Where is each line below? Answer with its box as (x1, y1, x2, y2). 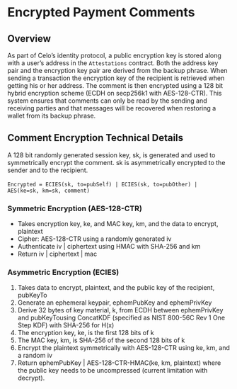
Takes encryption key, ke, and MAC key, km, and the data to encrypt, (17, 220, 219, 228)
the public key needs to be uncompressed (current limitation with (17, 366, 208, 375)
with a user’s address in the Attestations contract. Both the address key (7, 59, 219, 67)
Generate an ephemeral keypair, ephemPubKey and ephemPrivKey (17, 298, 212, 307)
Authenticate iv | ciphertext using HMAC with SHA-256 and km (17, 242, 201, 251)
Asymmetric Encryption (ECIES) (7, 267, 120, 277)
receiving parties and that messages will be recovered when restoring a (7, 104, 216, 112)
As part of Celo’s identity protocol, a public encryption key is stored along (7, 51, 221, 60)
